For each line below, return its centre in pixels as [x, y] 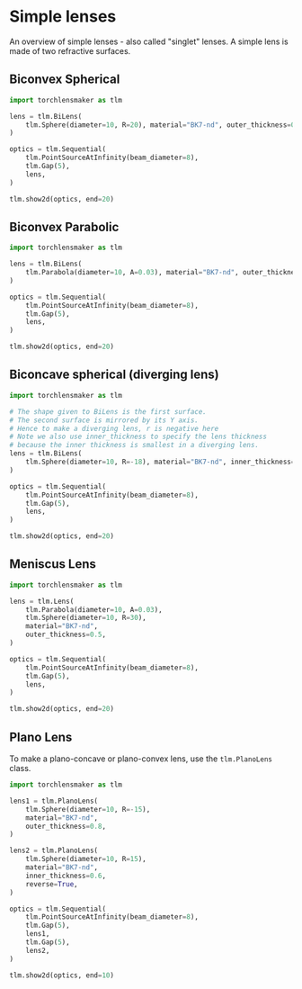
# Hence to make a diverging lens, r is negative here [114, 428]
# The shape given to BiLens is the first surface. [108, 411]
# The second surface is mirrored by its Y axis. [104, 420]
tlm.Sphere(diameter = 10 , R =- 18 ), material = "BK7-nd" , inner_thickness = [160, 462]
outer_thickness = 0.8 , [66, 826]
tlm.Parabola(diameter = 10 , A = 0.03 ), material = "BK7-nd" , [133, 273]
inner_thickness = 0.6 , [66, 876]
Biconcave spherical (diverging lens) [115, 375]
